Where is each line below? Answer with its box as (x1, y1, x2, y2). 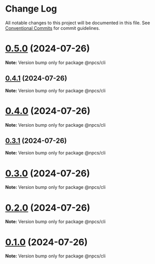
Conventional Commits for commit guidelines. (5, 25, 100, 31)
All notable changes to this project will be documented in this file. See (5, 20, 150, 26)
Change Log (5, 3, 57, 15)
